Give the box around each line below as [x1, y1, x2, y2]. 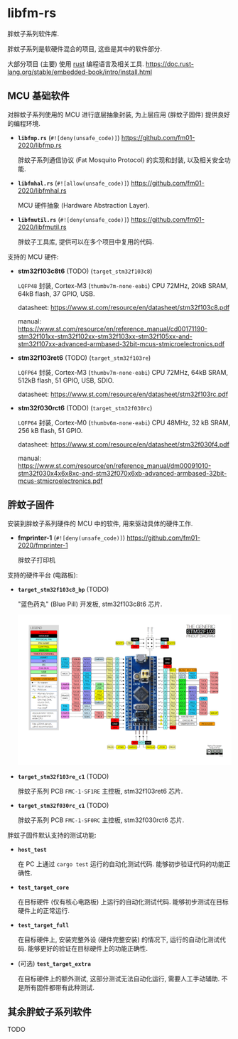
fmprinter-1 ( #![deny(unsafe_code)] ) [17, 533, 126, 542]
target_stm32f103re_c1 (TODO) [17, 772, 109, 780]
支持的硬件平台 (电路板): [7, 570, 78, 579]
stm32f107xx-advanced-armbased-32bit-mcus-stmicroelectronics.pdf [17, 339, 225, 348]
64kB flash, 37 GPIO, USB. [17, 289, 95, 298]
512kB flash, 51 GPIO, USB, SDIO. [17, 375, 114, 385]
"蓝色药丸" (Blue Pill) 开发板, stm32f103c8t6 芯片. [17, 600, 163, 608]
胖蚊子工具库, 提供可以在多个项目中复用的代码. [17, 237, 154, 246]
